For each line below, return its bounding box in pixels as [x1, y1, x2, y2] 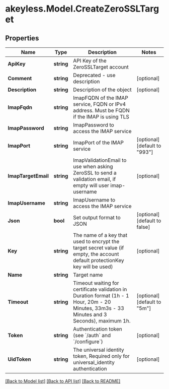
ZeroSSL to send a [72, 169, 117, 176]
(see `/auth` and [72, 332, 111, 339]
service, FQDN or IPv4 [72, 101, 126, 107]
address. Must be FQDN [72, 107, 130, 114]
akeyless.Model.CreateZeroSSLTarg [5, 3, 159, 15]
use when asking [72, 163, 113, 170]
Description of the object [72, 86, 132, 93]
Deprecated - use [72, 72, 116, 79]
